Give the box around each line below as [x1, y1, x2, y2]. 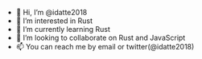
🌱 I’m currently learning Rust [15, 25, 111, 33]
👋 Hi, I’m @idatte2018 [15, 8, 88, 17]
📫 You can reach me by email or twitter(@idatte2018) [15, 42, 195, 51]
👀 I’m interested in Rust [15, 16, 93, 26]
